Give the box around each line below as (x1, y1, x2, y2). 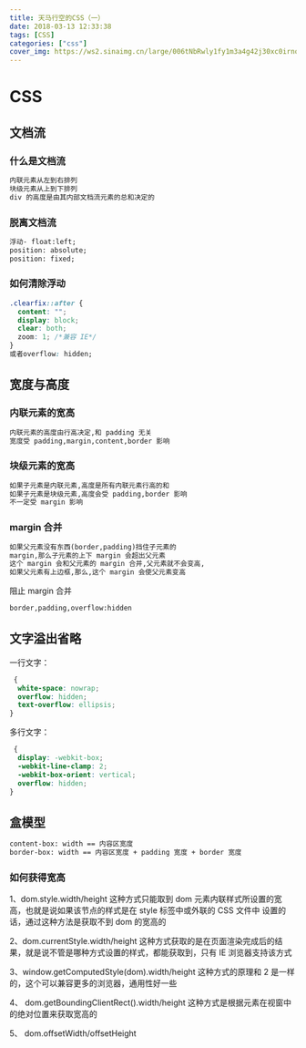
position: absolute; (9, 245, 88, 255)
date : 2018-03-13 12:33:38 (9, 22, 112, 31)
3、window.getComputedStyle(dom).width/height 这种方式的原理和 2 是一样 (9, 967, 295, 978)
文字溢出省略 (9, 631, 82, 647)
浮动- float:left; (9, 237, 76, 246)
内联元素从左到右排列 (9, 176, 77, 185)
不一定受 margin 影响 (9, 498, 84, 507)
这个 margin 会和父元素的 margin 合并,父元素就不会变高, (9, 560, 205, 569)
